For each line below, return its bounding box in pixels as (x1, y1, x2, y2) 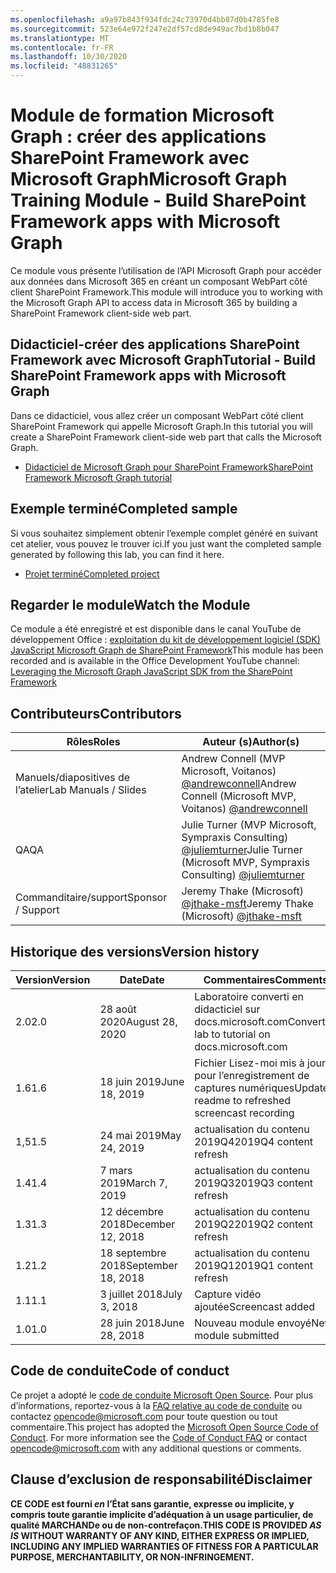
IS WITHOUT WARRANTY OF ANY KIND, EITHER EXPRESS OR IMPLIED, (10, 1529, 310, 1541)
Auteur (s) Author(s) (202, 735, 300, 749)
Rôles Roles (66, 735, 121, 749)
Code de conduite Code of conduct (10, 1362, 230, 1380)
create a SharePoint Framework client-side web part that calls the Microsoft (10, 431, 322, 443)
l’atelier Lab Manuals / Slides (15, 783, 147, 797)
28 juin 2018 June (99, 1316, 185, 1330)
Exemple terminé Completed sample (10, 501, 238, 518)
